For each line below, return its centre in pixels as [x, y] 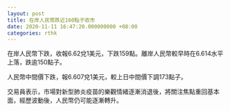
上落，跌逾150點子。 [36, 62]
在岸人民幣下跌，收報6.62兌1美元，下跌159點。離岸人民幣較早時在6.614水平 [115, 53]
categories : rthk [32, 33]
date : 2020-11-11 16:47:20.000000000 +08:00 [72, 26]
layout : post [26, 14]
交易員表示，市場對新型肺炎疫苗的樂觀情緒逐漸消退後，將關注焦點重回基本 [113, 92]
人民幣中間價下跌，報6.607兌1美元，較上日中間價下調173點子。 [97, 77]
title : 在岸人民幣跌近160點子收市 [51, 20]
